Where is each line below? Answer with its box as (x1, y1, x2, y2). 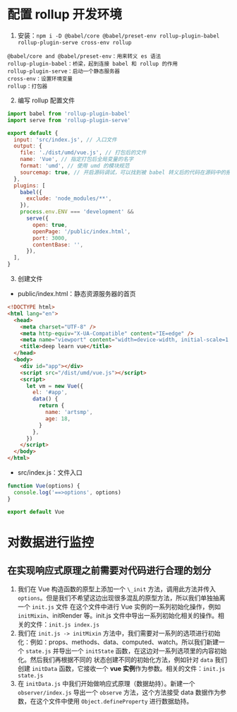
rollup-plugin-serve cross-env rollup (17, 39, 132, 46)
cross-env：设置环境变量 (7, 75, 73, 82)
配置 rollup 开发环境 (7, 6, 122, 23)
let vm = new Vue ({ (25, 382, 83, 389)
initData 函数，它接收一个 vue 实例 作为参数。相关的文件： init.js (31, 664, 226, 672)
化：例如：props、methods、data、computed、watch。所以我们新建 (17, 637, 219, 646)
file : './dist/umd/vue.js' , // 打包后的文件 (20, 149, 147, 156)
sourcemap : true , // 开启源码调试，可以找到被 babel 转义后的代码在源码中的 (20, 169, 226, 176)
